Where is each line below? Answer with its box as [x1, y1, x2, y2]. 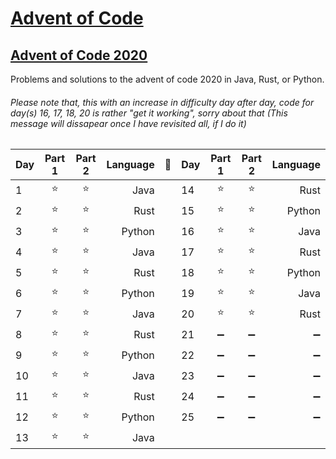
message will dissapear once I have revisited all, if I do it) [10, 117, 247, 129]
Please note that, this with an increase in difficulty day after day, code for [10, 96, 315, 108]
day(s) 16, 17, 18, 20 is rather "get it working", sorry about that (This [10, 107, 288, 119]
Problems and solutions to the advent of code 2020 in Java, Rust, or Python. [10, 73, 325, 85]
